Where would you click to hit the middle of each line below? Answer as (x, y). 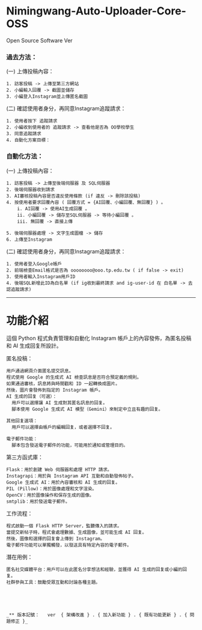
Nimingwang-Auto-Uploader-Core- (96, 11)
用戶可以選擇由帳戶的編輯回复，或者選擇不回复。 (63, 428)
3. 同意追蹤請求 (24, 134)
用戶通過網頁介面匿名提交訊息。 (40, 371)
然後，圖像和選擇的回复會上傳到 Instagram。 (56, 539)
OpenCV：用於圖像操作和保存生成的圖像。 (50, 495)
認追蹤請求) (19, 289)
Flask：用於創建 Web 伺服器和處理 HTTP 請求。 (59, 470)
